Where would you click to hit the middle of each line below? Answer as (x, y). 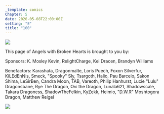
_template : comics (24, 10)
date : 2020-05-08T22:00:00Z (34, 19)
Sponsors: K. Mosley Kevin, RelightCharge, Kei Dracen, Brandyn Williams (79, 61)
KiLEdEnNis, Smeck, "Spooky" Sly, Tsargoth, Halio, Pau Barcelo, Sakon (77, 76)
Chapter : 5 (16, 14)
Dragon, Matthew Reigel (30, 97)
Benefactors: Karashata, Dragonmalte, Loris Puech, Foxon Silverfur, (74, 71)
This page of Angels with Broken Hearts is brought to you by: (67, 52)
